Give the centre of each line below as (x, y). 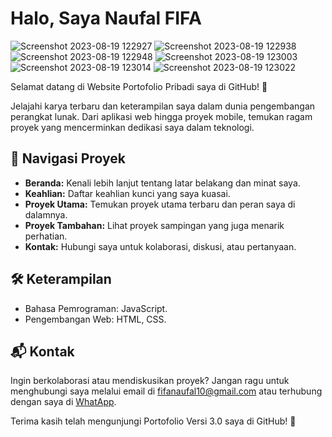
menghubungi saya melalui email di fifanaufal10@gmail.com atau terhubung (166, 391)
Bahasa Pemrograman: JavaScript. (96, 308)
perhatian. (46, 236)
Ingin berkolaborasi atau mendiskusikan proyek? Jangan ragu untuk (150, 381)
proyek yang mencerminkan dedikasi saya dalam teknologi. (132, 127)
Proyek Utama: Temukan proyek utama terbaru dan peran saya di (160, 204)
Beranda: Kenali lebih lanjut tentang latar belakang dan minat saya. (162, 183)
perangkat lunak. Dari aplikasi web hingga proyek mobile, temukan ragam (161, 116)
